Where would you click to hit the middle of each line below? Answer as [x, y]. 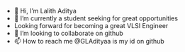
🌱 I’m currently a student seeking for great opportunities [96, 18]
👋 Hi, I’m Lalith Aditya [45, 11]
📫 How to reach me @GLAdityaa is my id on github [89, 41]
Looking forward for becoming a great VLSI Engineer [91, 26]
